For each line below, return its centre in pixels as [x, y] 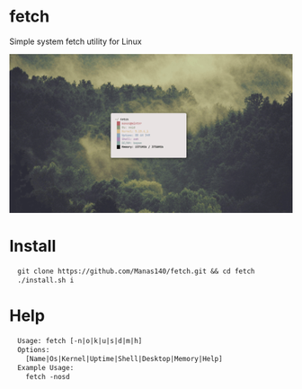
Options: [34, 349]
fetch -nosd [48, 376]
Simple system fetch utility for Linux [75, 41]
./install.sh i [46, 280]
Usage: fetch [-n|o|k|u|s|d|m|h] [80, 340]
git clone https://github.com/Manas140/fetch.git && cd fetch [136, 271]
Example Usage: [46, 367]
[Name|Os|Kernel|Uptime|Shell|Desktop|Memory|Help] [124, 358]
